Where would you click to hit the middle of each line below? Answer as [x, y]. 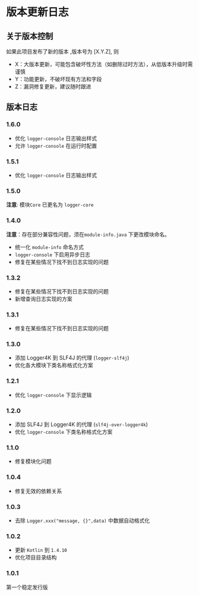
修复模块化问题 [33, 461]
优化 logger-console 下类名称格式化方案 [64, 432]
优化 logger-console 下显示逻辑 [53, 395]
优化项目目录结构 [36, 557]
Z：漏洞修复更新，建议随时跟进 [53, 86]
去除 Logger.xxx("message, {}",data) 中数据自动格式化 [82, 520]
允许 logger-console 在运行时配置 [56, 145]
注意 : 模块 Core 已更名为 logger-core [50, 205]
